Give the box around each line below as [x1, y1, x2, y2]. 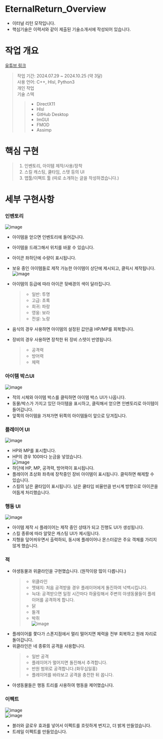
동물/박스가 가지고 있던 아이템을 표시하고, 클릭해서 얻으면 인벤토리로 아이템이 [12, 400, 159, 406]
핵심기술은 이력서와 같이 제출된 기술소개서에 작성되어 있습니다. [12, 26, 131, 32]
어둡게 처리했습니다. [12, 489, 50, 495]
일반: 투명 [31, 291, 50, 297]
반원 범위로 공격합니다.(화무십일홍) [31, 666, 98, 671]
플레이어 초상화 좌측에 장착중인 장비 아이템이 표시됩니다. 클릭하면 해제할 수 [12, 471, 155, 477]
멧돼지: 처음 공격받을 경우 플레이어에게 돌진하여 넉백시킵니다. [31, 585, 148, 591]
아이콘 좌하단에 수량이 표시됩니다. [12, 255, 77, 261]
